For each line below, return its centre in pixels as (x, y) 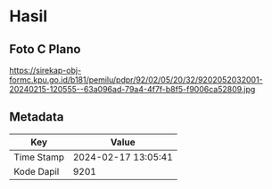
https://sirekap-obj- (45, 70)
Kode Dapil (37, 171)
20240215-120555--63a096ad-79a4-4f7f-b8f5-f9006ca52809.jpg (132, 89)
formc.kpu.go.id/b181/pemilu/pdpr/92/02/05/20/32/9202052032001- (136, 80)
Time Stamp (39, 157)
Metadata (37, 117)
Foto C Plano (45, 49)
